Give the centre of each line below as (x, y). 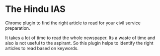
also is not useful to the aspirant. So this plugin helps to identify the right (79, 43)
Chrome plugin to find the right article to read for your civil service (73, 23)
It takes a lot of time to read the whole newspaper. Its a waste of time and (80, 38)
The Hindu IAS (35, 9)
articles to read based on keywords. (42, 48)
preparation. (18, 28)
